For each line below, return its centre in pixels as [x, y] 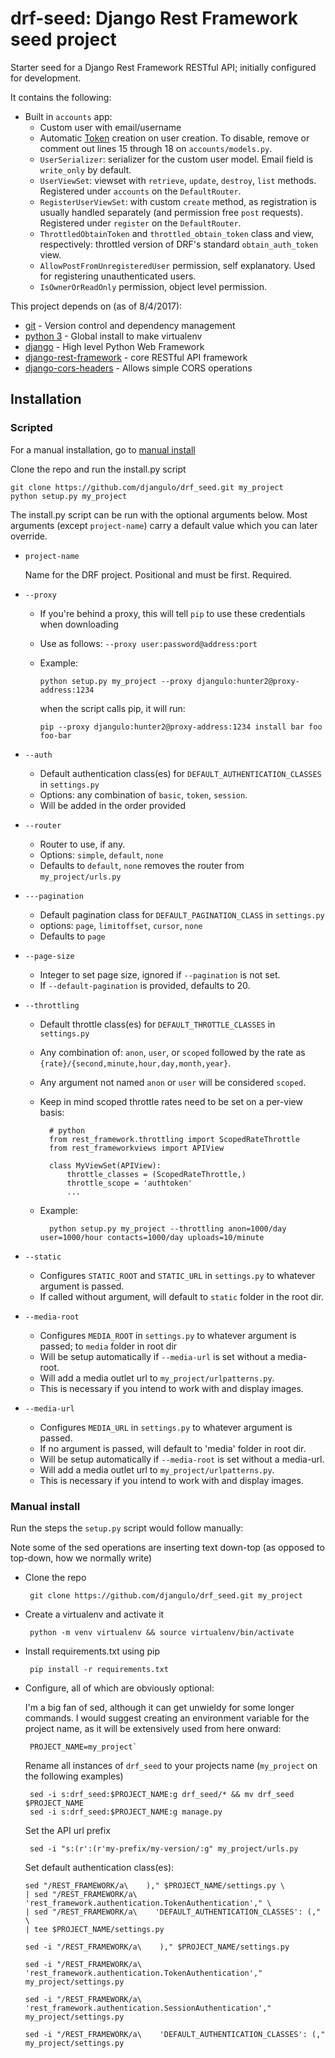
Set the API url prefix [67, 1830]
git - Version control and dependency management [130, 325]
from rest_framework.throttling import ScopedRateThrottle [174, 1139]
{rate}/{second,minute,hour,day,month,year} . [135, 1063]
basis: [52, 1112]
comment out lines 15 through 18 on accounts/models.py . [156, 148]
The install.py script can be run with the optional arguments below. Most [159, 514]
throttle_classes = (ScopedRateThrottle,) [156, 1174]
